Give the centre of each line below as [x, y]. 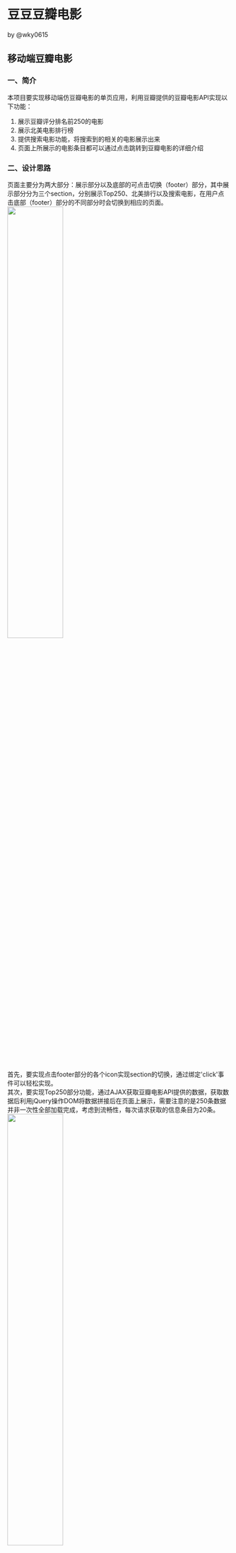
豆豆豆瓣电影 [45, 15]
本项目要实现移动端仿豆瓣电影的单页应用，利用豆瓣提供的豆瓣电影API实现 [114, 97]
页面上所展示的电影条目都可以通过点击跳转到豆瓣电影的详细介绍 [110, 148]
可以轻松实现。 [35, 1083]
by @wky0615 [28, 34]
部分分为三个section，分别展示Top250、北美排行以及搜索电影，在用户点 [119, 193]
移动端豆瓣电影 [40, 58]
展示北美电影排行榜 [46, 130]
